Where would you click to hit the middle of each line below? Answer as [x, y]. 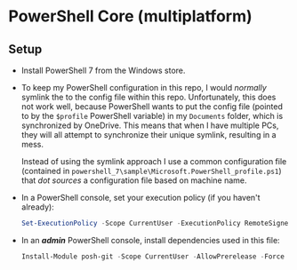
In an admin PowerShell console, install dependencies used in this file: [151, 240]
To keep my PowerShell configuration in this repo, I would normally [144, 87]
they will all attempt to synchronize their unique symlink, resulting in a [148, 135]
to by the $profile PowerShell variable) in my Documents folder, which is [152, 116]
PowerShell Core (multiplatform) [130, 16]
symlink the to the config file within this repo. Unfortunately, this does [148, 97]
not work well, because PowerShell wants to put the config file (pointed [152, 107]
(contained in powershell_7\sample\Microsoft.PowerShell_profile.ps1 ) [151, 171]
